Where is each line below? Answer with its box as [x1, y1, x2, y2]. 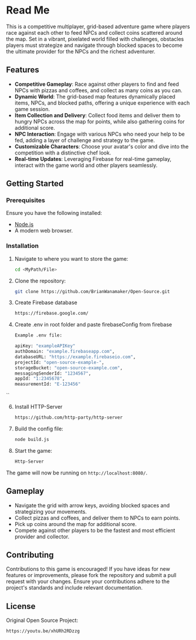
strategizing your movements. [14, 508, 87, 515]
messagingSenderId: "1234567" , [14, 370, 92, 376]
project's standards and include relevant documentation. [6, 584, 143, 591]
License [6, 601, 36, 611]
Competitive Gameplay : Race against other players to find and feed [14, 80, 179, 87]
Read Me [6, 4, 50, 17]
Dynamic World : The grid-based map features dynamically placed [14, 93, 176, 100]
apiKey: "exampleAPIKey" [14, 343, 76, 349]
